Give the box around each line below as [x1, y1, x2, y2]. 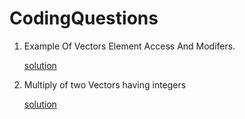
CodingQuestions [9, 7, 159, 30]
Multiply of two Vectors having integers [23, 78, 187, 91]
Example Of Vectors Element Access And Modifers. [23, 40, 236, 52]
